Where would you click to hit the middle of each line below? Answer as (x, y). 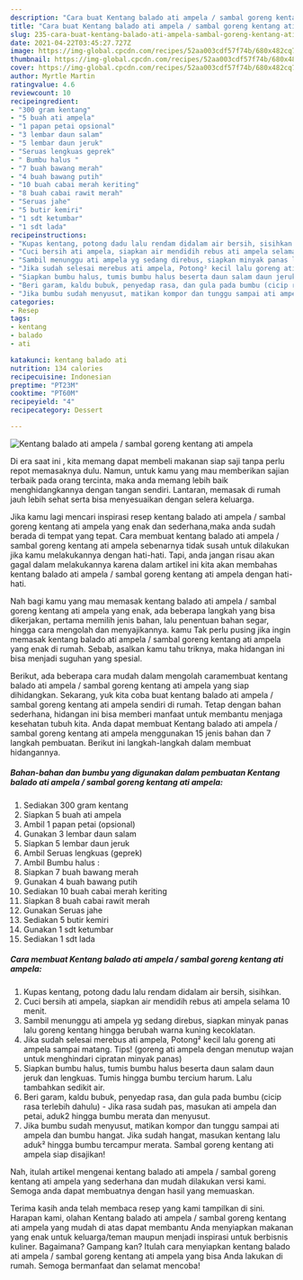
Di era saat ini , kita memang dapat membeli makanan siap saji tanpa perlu (148, 461)
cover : (22, 68)
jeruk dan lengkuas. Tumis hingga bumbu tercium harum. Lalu (138, 1078)
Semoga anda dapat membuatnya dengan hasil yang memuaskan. (133, 1190)
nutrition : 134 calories (57, 368)
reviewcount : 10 (40, 93)
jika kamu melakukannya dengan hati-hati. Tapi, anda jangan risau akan (143, 555)
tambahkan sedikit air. (64, 1087)
